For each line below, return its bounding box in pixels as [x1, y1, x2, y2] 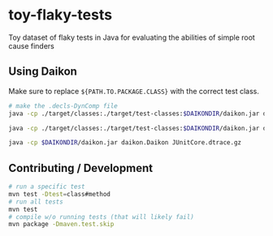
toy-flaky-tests [8, 6, 112, 24]
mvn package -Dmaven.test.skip [8, 221, 115, 229]
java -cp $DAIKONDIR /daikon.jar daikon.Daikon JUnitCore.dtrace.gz [8, 139, 242, 147]
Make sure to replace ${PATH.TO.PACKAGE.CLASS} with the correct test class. [8, 86, 260, 96]
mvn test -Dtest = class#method [8, 190, 111, 198]
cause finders [8, 41, 55, 50]
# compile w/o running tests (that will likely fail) [8, 212, 195, 221]
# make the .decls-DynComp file [8, 101, 118, 110]
